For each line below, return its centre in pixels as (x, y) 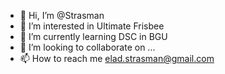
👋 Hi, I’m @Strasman (62, 15)
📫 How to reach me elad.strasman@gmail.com (117, 58)
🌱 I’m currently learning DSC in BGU (93, 36)
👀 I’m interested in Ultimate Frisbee (92, 26)
